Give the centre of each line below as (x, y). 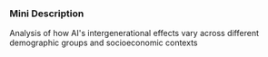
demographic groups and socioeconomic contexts (104, 43)
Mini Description (47, 14)
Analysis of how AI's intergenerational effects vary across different (134, 33)
